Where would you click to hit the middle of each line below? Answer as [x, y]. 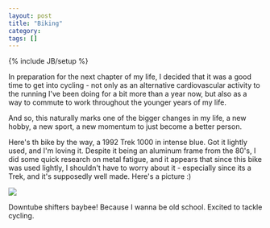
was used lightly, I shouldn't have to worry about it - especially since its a [130, 168]
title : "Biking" [35, 23]
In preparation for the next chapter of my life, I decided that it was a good [130, 77]
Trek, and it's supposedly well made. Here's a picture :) [100, 176]
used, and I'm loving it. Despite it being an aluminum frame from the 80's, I [132, 151]
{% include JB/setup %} [48, 61]
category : [25, 31]
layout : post [30, 16]
